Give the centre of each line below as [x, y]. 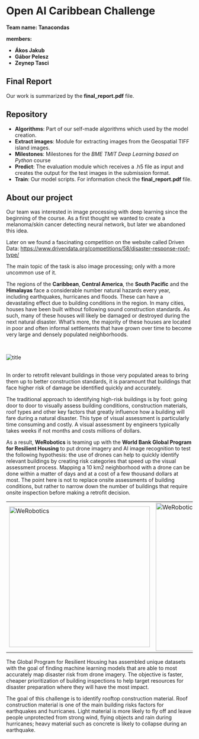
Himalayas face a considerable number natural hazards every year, [88, 290]
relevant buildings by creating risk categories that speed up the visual [91, 461]
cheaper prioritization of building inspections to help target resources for [95, 681]
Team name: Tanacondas [38, 27]
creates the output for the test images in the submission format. [92, 172]
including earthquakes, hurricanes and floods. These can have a [85, 297]
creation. [25, 135]
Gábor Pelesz [32, 56]
